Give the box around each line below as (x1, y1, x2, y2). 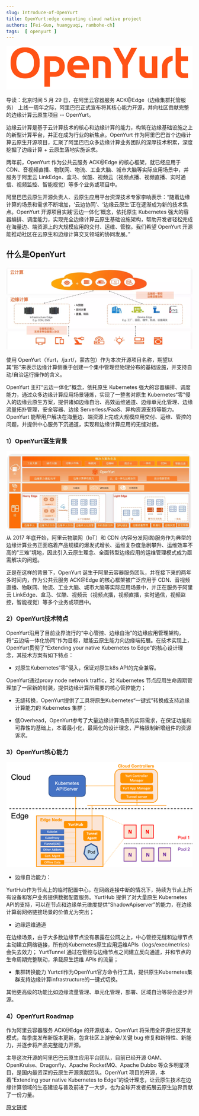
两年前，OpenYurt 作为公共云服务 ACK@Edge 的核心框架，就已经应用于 (6, 158, 181, 165)
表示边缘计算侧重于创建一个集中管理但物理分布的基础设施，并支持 (26, 364, 188, 371)
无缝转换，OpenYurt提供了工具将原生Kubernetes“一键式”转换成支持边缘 (14, 697, 190, 704)
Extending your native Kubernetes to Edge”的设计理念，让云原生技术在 (14, 1076, 187, 1083)
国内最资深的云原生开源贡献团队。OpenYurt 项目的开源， (21, 1069, 161, 1076)
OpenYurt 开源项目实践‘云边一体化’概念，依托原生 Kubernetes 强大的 (16, 208, 184, 215)
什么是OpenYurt (6, 249, 66, 259)
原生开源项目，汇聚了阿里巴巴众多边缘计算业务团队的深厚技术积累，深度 (16, 138, 193, 145)
